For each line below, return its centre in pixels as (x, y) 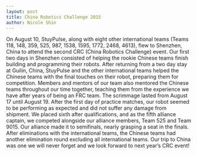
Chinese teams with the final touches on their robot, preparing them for (92, 77)
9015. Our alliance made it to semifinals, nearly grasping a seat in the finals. (98, 127)
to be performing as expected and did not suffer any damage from (86, 108)
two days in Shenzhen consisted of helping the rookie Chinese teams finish (97, 58)
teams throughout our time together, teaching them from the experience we (98, 90)
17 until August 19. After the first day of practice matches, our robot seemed (98, 102)
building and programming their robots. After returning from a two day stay (97, 64)
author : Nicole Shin (31, 22)
